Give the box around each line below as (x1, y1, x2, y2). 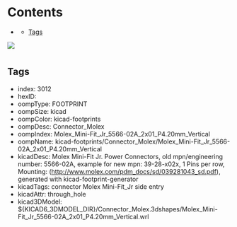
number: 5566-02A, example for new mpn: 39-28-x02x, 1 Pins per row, (17, 160, 225, 168)
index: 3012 (17, 84, 52, 93)
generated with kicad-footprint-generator (17, 175, 139, 183)
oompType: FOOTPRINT (17, 100, 88, 108)
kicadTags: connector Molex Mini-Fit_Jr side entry (17, 182, 165, 191)
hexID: (17, 92, 37, 100)
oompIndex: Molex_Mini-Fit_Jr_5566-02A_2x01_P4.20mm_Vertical (17, 129, 211, 138)
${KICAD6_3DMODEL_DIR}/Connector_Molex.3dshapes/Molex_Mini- (17, 204, 218, 213)
